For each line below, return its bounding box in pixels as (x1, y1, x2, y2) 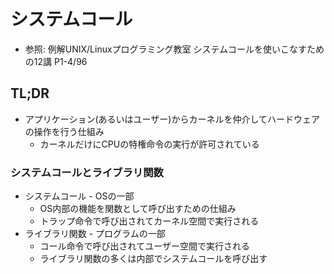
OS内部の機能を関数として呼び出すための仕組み (39, 203, 237, 215)
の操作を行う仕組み (24, 125, 105, 137)
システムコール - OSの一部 (24, 190, 135, 202)
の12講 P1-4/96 (24, 55, 88, 67)
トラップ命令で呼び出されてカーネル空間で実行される (39, 215, 260, 227)
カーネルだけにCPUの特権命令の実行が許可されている (39, 138, 260, 150)
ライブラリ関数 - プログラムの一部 (24, 228, 166, 240)
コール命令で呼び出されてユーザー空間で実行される (39, 240, 250, 252)
